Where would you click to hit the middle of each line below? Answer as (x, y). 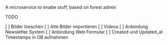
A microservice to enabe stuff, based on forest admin (61, 7)
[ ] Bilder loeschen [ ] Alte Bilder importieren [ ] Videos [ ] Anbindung (77, 26)
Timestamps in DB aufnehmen (37, 37)
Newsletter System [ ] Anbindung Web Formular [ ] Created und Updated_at (84, 32)
